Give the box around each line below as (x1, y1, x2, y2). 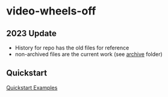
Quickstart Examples (6, 84, 58, 91)
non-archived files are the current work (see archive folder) (14, 51, 163, 58)
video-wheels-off (6, 4, 96, 18)
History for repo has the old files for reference (14, 44, 129, 51)
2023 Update (6, 28, 57, 39)
